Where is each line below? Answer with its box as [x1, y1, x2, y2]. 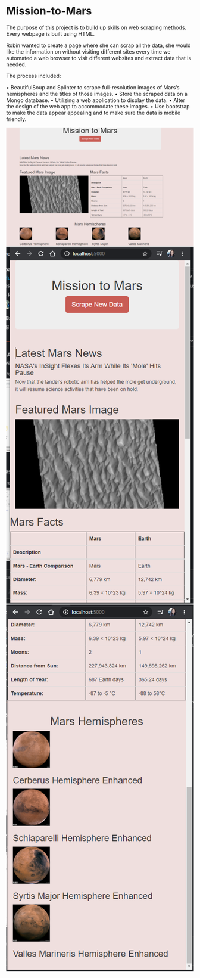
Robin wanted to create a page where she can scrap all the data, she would [6, 42, 191, 49]
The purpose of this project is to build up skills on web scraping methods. [6, 24, 186, 31]
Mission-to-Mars [6, 4, 92, 18]
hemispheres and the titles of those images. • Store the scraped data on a [6, 90, 187, 97]
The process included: [6, 72, 61, 79]
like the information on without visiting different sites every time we [6, 48, 171, 55]
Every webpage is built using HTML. [6, 30, 95, 37]
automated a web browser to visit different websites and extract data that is [6, 54, 192, 61]
